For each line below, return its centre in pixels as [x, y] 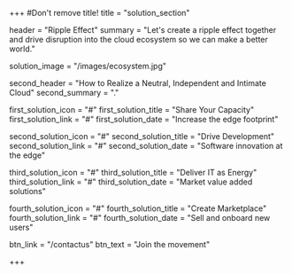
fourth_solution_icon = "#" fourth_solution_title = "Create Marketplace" [138, 208]
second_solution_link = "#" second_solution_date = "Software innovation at [146, 146]
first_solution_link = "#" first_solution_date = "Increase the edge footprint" [144, 119]
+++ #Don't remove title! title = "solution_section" [100, 13]
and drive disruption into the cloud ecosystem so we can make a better [138, 39]
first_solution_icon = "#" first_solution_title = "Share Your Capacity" [132, 110]
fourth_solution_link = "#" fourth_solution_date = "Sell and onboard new [140, 218]
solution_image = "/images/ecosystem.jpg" [88, 66]
